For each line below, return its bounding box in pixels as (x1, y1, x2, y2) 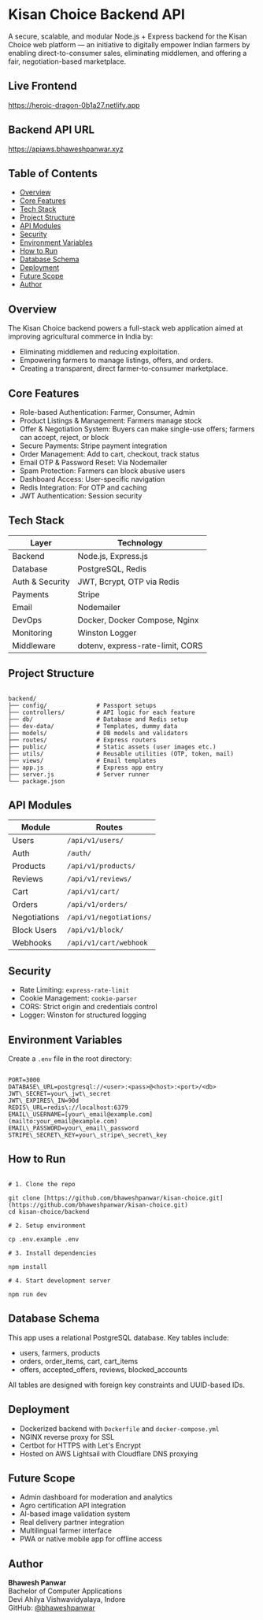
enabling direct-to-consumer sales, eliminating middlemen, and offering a (8, 48, 247, 57)
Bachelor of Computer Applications (8, 1586, 123, 1596)
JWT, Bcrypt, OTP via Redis (77, 576, 180, 587)
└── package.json (8, 777, 65, 785)
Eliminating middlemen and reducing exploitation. (19, 347, 180, 357)
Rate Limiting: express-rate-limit (19, 986, 130, 995)
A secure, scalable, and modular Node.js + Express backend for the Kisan (8, 31, 247, 41)
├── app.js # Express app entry (8, 764, 164, 771)
